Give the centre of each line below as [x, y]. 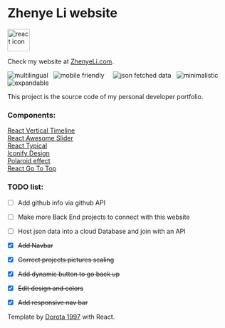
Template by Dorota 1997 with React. [61, 317]
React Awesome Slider [40, 138]
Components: [32, 115]
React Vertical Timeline [41, 130]
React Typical [27, 146]
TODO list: [26, 187]
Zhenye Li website [63, 13]
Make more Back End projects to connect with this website [104, 217]
